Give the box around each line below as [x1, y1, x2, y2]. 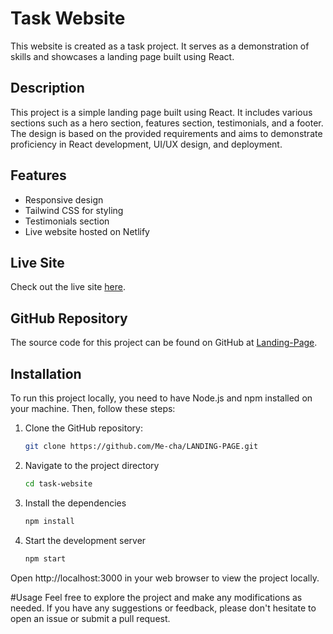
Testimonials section [24, 215, 110, 227]
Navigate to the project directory [24, 459, 160, 471]
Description [10, 80, 85, 97]
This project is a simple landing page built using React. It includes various [10, 106, 313, 118]
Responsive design [24, 193, 104, 206]
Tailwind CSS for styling [24, 204, 124, 216]
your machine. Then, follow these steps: [10, 403, 176, 414]
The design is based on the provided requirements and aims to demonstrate [10, 127, 323, 139]
